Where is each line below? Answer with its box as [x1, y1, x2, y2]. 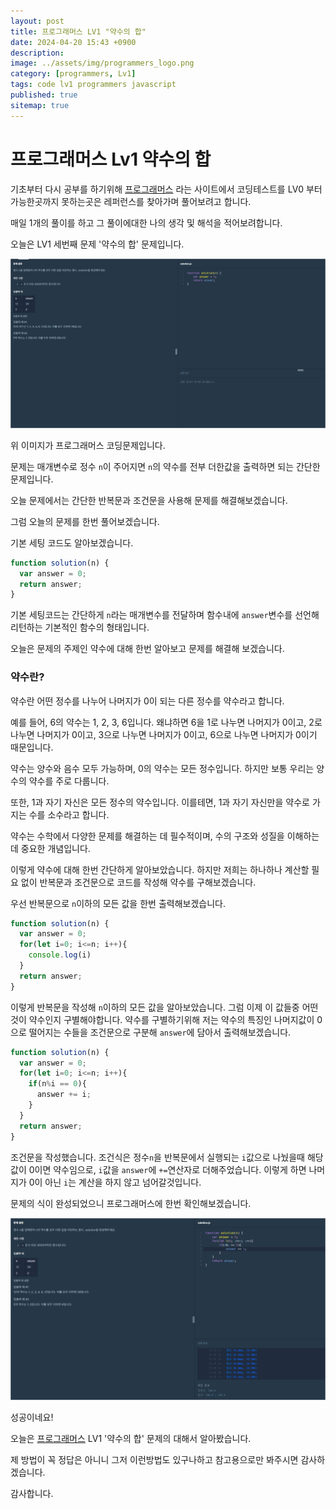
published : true [10, 90, 78, 100]
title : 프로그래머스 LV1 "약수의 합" [10, 26, 147, 37]
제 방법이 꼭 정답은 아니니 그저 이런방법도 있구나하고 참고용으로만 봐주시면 [10, 1454, 299, 1466]
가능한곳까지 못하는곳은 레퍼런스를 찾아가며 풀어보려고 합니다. [10, 195, 252, 207]
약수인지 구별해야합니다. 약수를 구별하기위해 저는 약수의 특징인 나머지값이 [28, 1013, 315, 1025]
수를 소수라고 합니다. [28, 808, 110, 820]
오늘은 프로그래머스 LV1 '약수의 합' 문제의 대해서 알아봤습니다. [10, 1433, 252, 1445]
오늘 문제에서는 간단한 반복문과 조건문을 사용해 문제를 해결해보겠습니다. [10, 494, 288, 506]
